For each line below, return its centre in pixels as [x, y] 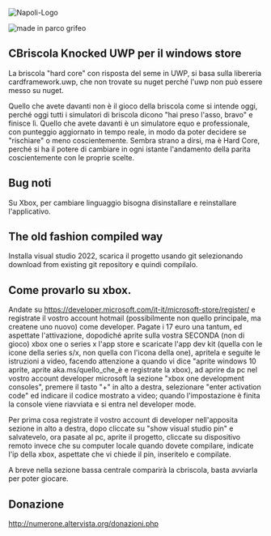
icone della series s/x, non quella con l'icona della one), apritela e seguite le [134, 353]
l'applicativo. [30, 211]
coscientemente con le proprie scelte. [72, 157]
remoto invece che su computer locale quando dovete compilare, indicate [131, 446]
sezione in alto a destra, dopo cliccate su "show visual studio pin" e [121, 428]
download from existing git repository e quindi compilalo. [103, 265]
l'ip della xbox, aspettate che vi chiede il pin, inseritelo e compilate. [120, 454]
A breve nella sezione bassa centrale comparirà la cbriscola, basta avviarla [133, 470]
